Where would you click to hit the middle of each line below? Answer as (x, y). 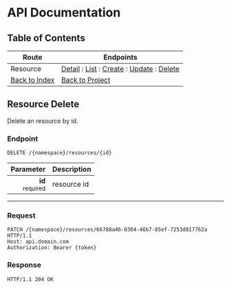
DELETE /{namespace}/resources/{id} (59, 153)
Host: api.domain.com (38, 242)
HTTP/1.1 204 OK (30, 279)
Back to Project (86, 80)
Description (71, 170)
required (34, 189)
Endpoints (120, 57)
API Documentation (64, 13)
